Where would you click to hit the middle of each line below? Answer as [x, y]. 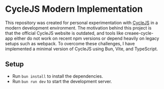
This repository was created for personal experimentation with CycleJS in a [82, 23]
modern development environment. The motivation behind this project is [78, 28]
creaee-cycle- [139, 33]
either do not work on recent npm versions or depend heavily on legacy [86, 38]
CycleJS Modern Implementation [74, 9]
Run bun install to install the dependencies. [58, 76]
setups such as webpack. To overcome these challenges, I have [70, 43]
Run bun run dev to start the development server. [62, 81]
